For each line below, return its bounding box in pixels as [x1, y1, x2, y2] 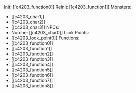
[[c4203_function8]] [11, 83, 53, 89]
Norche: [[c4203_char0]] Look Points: [11, 30, 89, 35]
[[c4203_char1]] [11, 14, 45, 19]
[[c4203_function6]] [11, 72, 53, 78]
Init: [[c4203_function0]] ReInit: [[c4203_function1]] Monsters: [4, 4, 132, 10]
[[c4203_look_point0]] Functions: [11, 35, 80, 41]
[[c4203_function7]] [11, 77, 53, 83]
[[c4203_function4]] [11, 62, 53, 67]
